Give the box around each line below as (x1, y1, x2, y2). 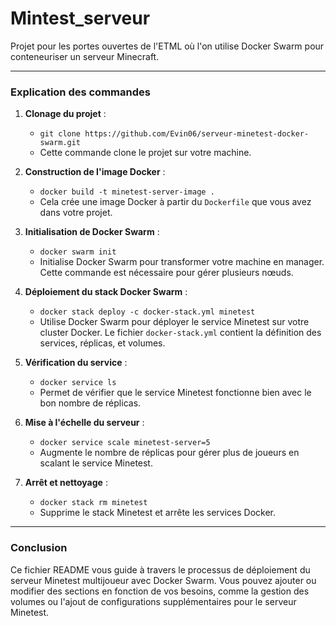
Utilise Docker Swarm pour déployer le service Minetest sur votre (39, 316, 310, 328)
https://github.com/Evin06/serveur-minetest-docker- (84, 129, 310, 139)
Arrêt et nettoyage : (24, 477, 108, 489)
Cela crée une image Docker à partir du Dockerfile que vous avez (39, 196, 312, 208)
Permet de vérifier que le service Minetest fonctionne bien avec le (39, 387, 312, 399)
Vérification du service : (24, 357, 128, 369)
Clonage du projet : (24, 108, 107, 120)
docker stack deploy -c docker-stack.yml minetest (39, 307, 256, 317)
